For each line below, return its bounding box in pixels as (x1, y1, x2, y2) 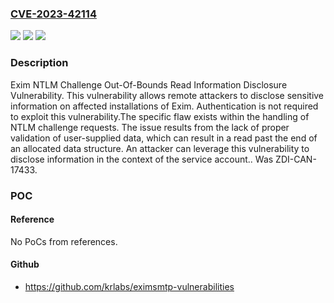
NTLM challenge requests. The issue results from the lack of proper (10, 121, 290, 133)
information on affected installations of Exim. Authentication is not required (10, 100, 319, 112)
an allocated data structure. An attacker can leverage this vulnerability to (10, 142, 310, 154)
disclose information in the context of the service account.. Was (10, 153, 274, 165)
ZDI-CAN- (275, 153, 317, 165)
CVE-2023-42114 (10, 7, 97, 21)
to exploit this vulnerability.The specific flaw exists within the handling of (10, 110, 310, 122)
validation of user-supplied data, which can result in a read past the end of (10, 132, 318, 144)
